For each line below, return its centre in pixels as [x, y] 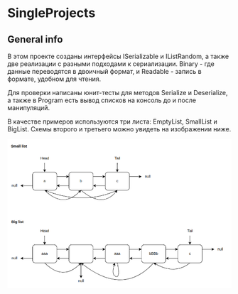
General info [35, 39]
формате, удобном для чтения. [54, 79]
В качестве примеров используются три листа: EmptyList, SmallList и [113, 121]
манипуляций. [29, 108]
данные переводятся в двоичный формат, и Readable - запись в [104, 71]
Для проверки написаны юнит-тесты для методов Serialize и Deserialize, [118, 93]
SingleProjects [52, 13]
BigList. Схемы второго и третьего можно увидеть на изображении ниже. [119, 129]
